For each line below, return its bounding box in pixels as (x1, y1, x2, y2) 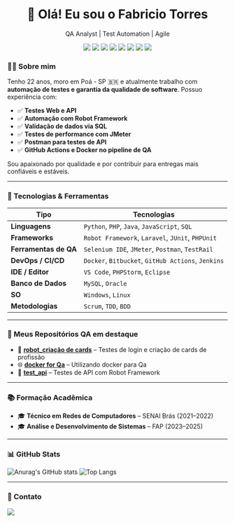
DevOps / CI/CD (10, 255, 65, 265)
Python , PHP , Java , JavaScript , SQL (83, 221, 192, 231)
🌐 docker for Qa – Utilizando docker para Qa (17, 360, 147, 369)
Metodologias (10, 301, 58, 311)
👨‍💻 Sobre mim (7, 61, 56, 71)
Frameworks (10, 233, 54, 243)
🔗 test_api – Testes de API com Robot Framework (17, 368, 161, 376)
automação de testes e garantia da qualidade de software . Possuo (7, 86, 203, 94)
